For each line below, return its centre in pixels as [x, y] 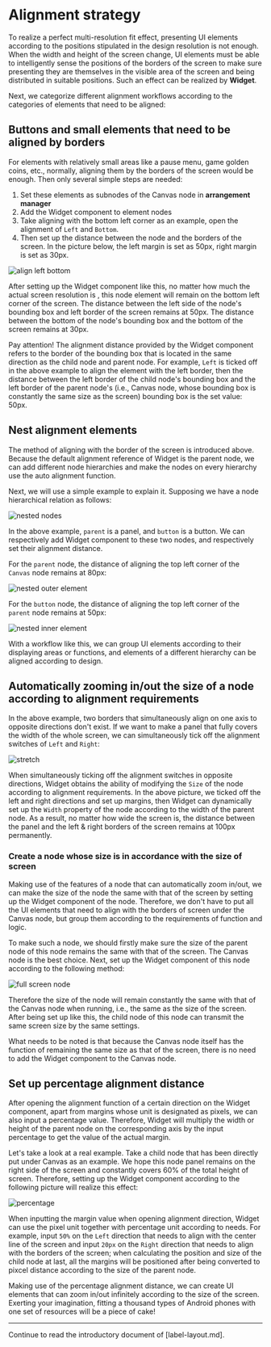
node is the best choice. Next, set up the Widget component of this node [129, 960]
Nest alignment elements [73, 430]
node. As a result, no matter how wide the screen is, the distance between [132, 819]
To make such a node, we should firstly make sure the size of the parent [128, 942]
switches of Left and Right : [54, 744]
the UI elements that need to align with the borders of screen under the [126, 910]
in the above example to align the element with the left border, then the [126, 370]
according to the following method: [67, 968]
